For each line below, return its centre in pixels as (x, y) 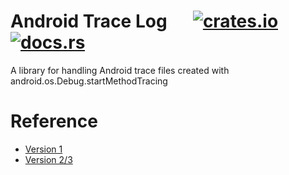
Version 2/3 (48, 159)
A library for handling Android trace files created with (120, 70)
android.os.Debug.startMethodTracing (89, 81)
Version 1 (43, 149)
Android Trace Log (89, 21)
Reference (54, 121)
